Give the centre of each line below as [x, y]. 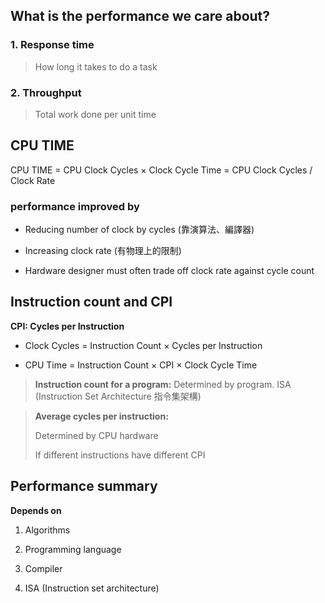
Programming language [73, 549]
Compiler [43, 568]
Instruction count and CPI [91, 302]
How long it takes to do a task [96, 66]
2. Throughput [46, 92]
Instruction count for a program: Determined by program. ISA [163, 384]
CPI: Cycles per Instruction [67, 326]
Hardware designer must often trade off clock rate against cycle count [169, 271]
